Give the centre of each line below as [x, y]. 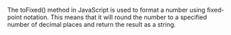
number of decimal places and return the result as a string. [92, 24]
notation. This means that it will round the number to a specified [115, 17]
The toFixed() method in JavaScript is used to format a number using [106, 10]
